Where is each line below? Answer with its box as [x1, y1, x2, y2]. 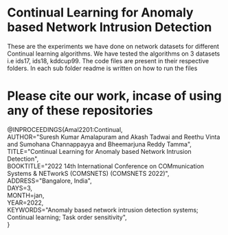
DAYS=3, [7, 183, 33, 192]
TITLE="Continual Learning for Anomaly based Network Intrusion [7, 147, 192, 155]
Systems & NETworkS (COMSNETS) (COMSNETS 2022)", [7, 169, 170, 177]
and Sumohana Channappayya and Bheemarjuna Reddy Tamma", [7, 139, 192, 148]
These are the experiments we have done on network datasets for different [7, 42, 220, 50]
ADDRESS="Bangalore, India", [7, 177, 92, 185]
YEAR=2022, [7, 198, 44, 207]
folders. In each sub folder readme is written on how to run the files [7, 64, 198, 72]
